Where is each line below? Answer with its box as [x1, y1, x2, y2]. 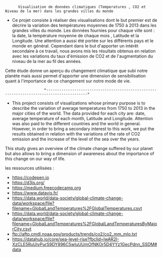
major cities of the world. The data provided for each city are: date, [12, 110, 146, 116]
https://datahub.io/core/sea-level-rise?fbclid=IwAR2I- [12, 236, 119, 242]
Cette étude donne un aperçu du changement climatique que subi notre [5, 68, 148, 74]
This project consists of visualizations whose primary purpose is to [12, 100, 146, 106]
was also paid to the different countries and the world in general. [12, 121, 141, 126]
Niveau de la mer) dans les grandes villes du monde [5, 9, 114, 14]
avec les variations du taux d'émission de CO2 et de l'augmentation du [12, 53, 153, 59]
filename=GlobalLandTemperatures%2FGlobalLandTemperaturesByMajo [12, 221, 157, 227]
